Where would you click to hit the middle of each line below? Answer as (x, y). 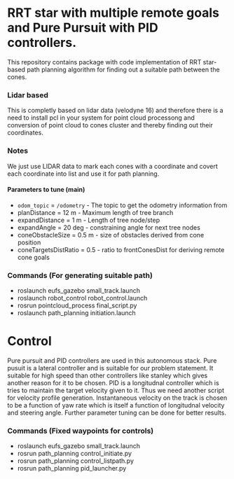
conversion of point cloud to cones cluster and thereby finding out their (110, 125)
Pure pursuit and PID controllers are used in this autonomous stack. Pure (112, 360)
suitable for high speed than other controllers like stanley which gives (108, 375)
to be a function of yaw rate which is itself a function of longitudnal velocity (116, 405)
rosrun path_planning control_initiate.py (74, 454)
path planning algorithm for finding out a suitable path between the (123, 69)
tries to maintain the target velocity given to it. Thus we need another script (116, 390)
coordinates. (25, 133)
